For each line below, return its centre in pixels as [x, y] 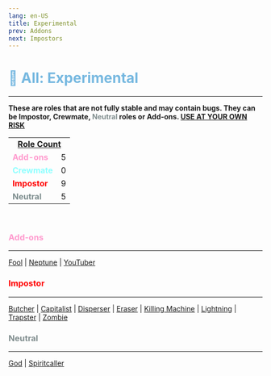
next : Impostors [35, 38]
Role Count [40, 144]
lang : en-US [28, 16]
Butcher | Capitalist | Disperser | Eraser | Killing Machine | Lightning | [123, 308]
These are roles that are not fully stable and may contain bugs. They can [132, 108]
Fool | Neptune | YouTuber [52, 262]
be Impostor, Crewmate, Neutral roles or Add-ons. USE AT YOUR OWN [128, 117]
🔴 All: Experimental [73, 78]
